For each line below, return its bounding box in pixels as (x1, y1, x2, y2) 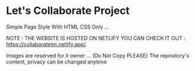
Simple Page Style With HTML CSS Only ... (6, 23, 109, 30)
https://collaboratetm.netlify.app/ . (6, 41, 87, 48)
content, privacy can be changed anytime (6, 58, 107, 65)
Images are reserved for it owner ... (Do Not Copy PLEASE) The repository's (6, 52, 190, 59)
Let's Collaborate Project (6, 4, 130, 17)
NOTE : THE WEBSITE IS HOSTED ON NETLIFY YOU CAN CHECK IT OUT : (6, 34, 186, 41)
